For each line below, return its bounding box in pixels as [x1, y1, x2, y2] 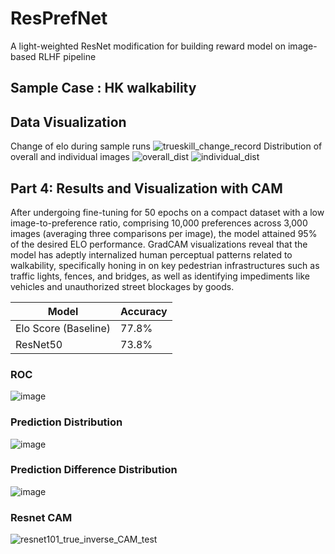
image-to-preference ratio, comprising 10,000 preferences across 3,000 [10, 217, 308, 229]
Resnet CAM [10, 510, 73, 524]
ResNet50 [15, 337, 63, 351]
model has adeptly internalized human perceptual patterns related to [10, 248, 293, 261]
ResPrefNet [10, 7, 108, 30]
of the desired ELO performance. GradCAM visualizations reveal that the [10, 238, 308, 250]
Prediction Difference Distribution [10, 463, 178, 477]
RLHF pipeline [38, 50, 97, 62]
